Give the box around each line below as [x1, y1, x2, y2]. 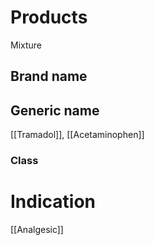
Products [10, 6, 88, 29]
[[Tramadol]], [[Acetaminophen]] [10, 129, 145, 141]
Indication [10, 191, 96, 213]
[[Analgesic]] [10, 224, 64, 235]
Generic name [10, 102, 100, 119]
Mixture [10, 39, 43, 51]
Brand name [10, 68, 88, 85]
